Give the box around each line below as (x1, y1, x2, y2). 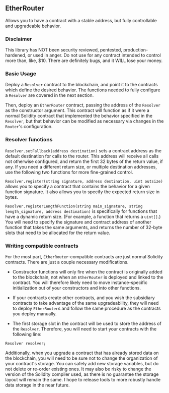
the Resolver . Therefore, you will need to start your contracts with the (12, 326, 157, 332)
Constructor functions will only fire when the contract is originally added (12, 269, 162, 274)
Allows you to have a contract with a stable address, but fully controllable (5, 17, 157, 23)
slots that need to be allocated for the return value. (5, 230, 111, 236)
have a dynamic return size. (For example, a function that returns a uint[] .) (5, 213, 161, 219)
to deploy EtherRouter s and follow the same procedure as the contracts (12, 305, 161, 311)
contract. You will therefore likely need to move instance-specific (12, 279, 147, 286)
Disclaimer (5, 35, 32, 42)
